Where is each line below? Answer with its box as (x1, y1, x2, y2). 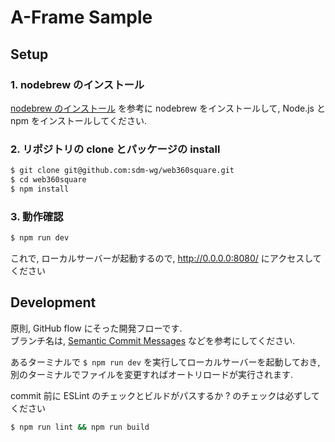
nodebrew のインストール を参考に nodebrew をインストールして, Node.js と (10, 102, 326, 114)
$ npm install (10, 184, 70, 194)
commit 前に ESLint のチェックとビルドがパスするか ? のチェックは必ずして (10, 389, 320, 401)
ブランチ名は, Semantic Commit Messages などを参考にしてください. (10, 334, 296, 346)
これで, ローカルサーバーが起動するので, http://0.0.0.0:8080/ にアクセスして (10, 252, 322, 264)
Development (10, 294, 97, 311)
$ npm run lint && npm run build (10, 422, 150, 432)
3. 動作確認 (10, 209, 64, 223)
